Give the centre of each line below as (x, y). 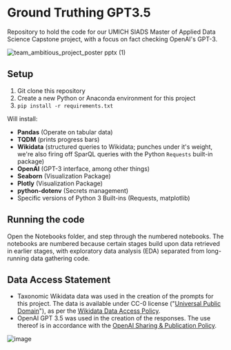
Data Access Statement (59, 279)
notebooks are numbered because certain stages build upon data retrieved (114, 243)
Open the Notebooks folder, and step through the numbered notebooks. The (115, 236)
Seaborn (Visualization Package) (64, 176)
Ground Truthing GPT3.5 (79, 13)
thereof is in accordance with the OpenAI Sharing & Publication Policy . (117, 326)
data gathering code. (60, 258)
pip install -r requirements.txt (65, 106)
